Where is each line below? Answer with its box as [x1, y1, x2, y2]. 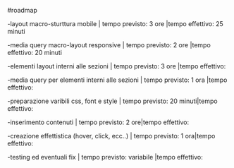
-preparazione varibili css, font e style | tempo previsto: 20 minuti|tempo [7, 97, 218, 105]
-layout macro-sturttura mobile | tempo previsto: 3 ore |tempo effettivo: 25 [7, 20, 223, 28]
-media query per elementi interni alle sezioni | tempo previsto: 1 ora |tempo [7, 76, 228, 84]
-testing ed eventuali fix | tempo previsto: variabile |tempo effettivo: [7, 153, 203, 161]
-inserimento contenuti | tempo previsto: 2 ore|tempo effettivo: [7, 118, 189, 126]
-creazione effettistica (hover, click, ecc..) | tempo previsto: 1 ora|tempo [7, 132, 216, 140]
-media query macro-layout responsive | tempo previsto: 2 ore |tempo [7, 41, 211, 49]
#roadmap [7, 6, 37, 14]
